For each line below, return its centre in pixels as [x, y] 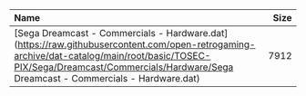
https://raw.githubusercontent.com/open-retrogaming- [137, 44]
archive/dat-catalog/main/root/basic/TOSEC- [112, 56]
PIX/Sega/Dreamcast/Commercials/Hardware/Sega [124, 67]
